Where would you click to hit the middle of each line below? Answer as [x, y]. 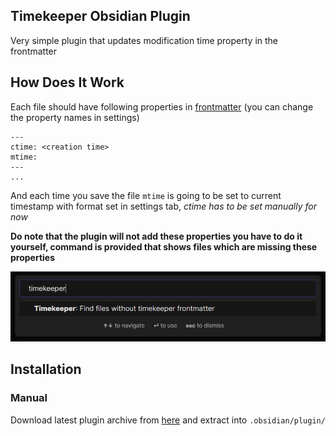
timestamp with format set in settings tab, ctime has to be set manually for [163, 206]
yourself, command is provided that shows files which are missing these [164, 246]
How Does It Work [67, 82]
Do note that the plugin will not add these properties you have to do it [156, 236]
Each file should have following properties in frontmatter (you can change [162, 106]
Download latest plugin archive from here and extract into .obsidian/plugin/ [168, 420]
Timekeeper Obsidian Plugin [100, 16]
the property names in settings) [75, 117]
